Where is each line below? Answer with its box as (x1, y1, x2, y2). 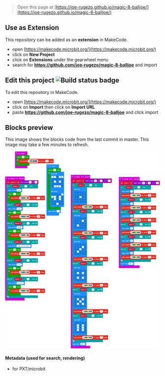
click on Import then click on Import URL (12, 104, 95, 110)
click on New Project (12, 51, 55, 57)
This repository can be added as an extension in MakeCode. (5, 36, 128, 42)
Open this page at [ (17, 4, 56, 10)
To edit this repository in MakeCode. (5, 89, 79, 95)
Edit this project (5, 76, 55, 85)
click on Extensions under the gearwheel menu (12, 57, 109, 63)
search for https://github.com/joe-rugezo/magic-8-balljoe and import (12, 62, 157, 68)
